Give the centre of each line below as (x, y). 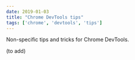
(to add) (16, 51)
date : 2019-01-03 (28, 12)
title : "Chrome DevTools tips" (45, 17)
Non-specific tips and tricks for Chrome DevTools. (68, 40)
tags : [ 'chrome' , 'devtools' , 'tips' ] (54, 23)
